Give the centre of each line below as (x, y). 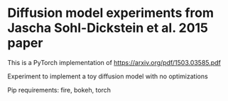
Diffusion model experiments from (111, 13)
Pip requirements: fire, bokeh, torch (59, 90)
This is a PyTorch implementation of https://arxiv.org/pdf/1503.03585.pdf (114, 62)
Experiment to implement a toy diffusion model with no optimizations (108, 76)
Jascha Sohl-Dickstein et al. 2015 (108, 28)
